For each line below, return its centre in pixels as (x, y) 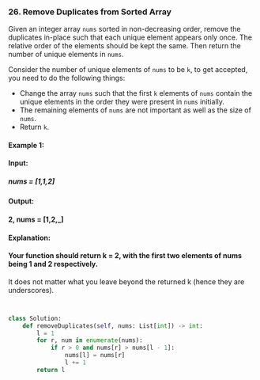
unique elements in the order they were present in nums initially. (122, 102)
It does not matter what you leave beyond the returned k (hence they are (126, 281)
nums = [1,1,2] (32, 181)
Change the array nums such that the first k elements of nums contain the (136, 93)
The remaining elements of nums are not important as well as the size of (135, 110)
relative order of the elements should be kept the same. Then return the (124, 46)
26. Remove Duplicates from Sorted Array (90, 12)
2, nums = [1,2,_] (36, 219)
